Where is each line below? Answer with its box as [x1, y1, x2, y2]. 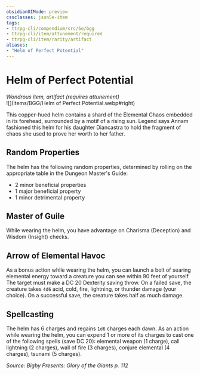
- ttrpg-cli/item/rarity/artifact [6, 36, 93, 42]
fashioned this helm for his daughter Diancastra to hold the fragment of [6, 124, 181, 131]
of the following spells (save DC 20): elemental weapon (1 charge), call [6, 337, 180, 345]
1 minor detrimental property [14, 193, 85, 201]
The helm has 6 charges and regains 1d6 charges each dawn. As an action [6, 325, 189, 332]
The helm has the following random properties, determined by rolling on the [6, 163, 192, 170]
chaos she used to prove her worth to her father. [6, 130, 125, 137]
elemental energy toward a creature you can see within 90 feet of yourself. [6, 273, 190, 280]
